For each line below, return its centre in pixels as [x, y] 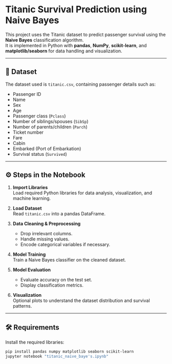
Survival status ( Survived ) [40, 154]
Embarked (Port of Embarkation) [47, 148]
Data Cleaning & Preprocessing [47, 224]
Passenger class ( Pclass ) [39, 116]
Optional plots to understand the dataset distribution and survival [81, 300]
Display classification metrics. [52, 285]
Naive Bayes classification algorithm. [45, 40]
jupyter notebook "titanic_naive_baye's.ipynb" [57, 357]
